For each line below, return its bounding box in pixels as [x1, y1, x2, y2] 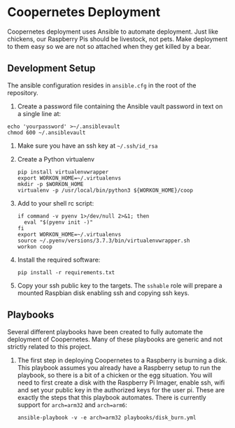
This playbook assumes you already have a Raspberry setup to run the [17, 363, 222, 371]
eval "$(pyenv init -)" [24, 218, 93, 226]
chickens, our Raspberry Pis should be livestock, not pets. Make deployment [7, 34, 228, 43]
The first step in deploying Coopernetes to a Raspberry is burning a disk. [17, 356, 227, 364]
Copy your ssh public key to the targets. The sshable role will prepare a [17, 281, 222, 290]
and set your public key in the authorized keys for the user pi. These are [17, 385, 225, 394]
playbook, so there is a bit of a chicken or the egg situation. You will [17, 371, 213, 379]
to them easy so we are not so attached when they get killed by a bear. [7, 42, 211, 50]
